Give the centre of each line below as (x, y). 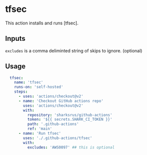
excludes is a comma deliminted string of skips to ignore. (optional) (74, 50)
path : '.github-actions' (53, 124)
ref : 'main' (40, 129)
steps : (21, 92)
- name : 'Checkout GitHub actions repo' (61, 101)
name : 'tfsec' (29, 82)
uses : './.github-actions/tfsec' (58, 138)
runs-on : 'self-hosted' (39, 87)
